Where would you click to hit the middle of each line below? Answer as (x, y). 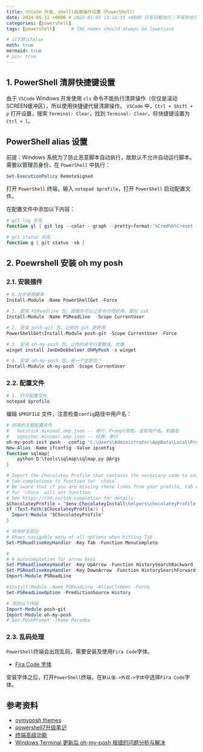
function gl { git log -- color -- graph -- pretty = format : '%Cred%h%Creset (100, 226)
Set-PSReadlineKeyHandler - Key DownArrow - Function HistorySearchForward (101, 571)
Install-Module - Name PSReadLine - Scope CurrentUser (76, 317)
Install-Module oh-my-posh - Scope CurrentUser (66, 366)
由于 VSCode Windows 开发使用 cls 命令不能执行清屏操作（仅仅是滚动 (92, 98)
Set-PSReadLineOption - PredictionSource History (69, 592)
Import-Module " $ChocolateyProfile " (58, 515)
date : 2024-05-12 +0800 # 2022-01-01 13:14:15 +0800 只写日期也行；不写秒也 (100, 18)
